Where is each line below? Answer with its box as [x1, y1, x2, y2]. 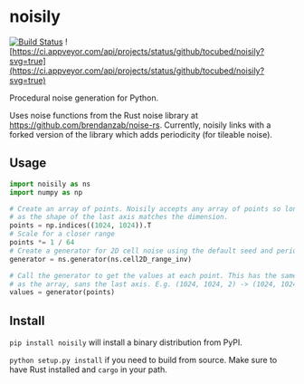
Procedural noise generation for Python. [9, 92, 159, 103]
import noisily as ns [9, 179, 91, 188]
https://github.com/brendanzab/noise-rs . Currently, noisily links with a [9, 120, 271, 130]
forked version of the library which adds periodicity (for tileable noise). [9, 129, 273, 139]
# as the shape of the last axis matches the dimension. [9, 213, 229, 222]
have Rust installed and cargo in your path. [9, 364, 167, 375]
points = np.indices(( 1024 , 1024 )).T [9, 221, 152, 230]
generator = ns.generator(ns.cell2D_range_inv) [9, 254, 193, 264]
